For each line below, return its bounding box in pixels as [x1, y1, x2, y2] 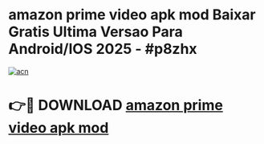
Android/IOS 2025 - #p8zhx [8, 40, 198, 58]
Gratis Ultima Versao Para [8, 23, 183, 41]
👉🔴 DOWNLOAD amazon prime [8, 97, 223, 114]
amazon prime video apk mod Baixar [8, 6, 256, 24]
